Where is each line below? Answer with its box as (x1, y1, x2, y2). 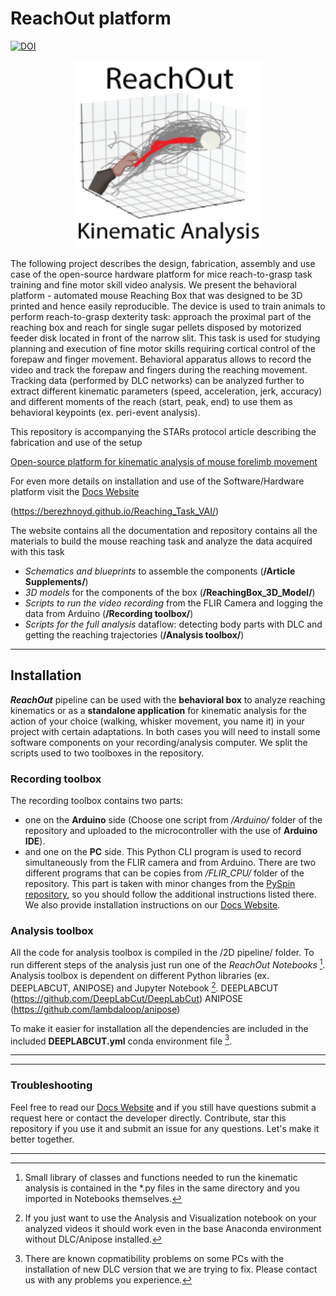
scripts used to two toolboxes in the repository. (10, 747, 205, 759)
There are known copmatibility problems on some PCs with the (24, 1252, 285, 1264)
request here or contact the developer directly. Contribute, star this (10, 1112, 287, 1124)
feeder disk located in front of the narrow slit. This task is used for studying (10, 332, 321, 344)
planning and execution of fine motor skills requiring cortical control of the (10, 342, 316, 354)
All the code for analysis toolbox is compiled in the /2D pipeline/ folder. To (10, 947, 315, 959)
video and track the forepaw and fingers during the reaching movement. (10, 363, 308, 376)
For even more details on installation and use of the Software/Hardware (10, 475, 305, 487)
